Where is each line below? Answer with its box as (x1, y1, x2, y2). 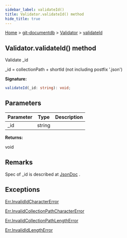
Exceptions (5, 185, 40, 194)
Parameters (5, 99, 42, 107)
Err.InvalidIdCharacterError (5, 198, 59, 204)
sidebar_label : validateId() (5, 7, 64, 12)
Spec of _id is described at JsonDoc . (5, 171, 81, 177)
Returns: (5, 134, 23, 140)
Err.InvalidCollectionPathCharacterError (5, 208, 85, 214)
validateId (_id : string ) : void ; (5, 85, 71, 91)
